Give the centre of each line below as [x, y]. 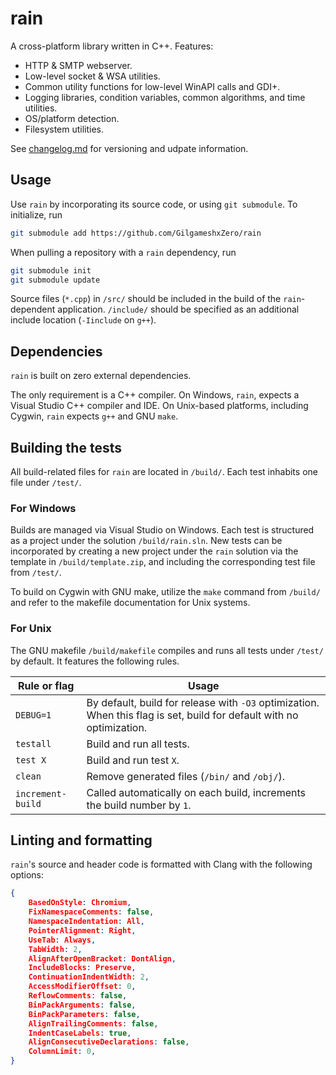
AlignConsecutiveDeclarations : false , [109, 1042]
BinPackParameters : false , [84, 1014]
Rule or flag [46, 685]
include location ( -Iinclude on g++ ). [83, 320]
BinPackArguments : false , [82, 1005]
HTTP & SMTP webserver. [78, 65]
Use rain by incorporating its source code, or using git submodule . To [154, 204]
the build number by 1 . [139, 805]
